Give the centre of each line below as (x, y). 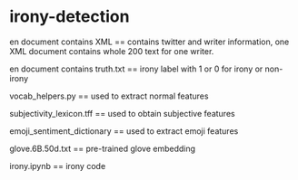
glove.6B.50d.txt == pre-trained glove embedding (103, 148)
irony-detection (70, 17)
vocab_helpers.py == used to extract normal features (109, 96)
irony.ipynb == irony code (58, 166)
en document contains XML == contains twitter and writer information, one (149, 42)
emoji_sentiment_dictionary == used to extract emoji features (124, 131)
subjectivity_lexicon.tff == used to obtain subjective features (122, 113)
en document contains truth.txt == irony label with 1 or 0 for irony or (136, 69)
